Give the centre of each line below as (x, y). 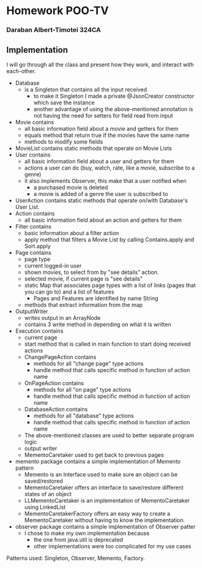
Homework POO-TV (58, 11)
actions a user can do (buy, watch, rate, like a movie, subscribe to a (109, 168)
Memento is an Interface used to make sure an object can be (101, 474)
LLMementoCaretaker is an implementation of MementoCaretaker (107, 500)
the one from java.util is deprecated (78, 539)
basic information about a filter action (72, 233)
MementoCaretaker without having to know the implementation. (105, 520)
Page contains (33, 252)
